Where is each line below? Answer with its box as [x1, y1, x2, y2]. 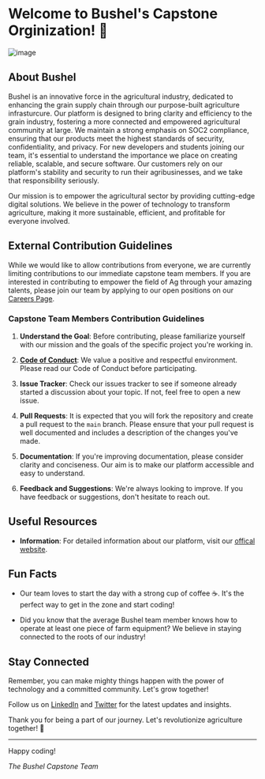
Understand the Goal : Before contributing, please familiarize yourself [19, 331, 246, 341]
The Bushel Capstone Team [8, 762, 99, 771]
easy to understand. [19, 468, 85, 478]
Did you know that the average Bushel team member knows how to [19, 615, 238, 625]
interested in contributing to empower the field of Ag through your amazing [8, 277, 252, 286]
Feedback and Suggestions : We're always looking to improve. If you [19, 483, 243, 493]
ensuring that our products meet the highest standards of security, [8, 134, 225, 143]
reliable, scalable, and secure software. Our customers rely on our [8, 159, 223, 168]
